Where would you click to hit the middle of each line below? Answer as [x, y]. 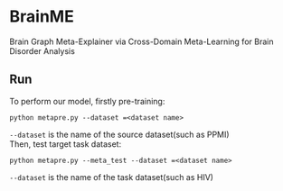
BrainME [42, 17]
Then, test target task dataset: [66, 144]
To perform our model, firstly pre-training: [87, 101]
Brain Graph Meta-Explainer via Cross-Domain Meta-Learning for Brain [141, 41]
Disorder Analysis [42, 50]
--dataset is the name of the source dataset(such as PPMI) [119, 134]
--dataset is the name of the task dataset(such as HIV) [112, 177]
